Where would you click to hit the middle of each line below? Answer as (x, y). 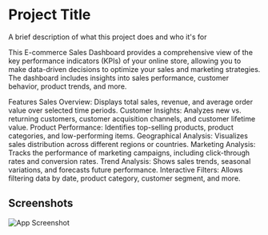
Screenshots (41, 203)
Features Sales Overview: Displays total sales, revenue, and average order (131, 102)
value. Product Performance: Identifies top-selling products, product (121, 127)
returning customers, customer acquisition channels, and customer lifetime (132, 118)
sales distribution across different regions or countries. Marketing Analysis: (132, 144)
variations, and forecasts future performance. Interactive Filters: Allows (126, 169)
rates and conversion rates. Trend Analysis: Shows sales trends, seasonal (130, 161)
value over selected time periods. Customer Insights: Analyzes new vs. (125, 110)
